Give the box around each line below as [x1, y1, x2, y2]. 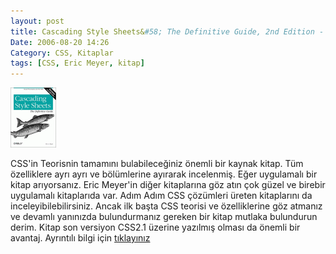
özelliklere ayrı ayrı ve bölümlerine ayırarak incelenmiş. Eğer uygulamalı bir [10, 168, 318, 180]
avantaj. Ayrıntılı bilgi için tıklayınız [10, 232, 151, 244]
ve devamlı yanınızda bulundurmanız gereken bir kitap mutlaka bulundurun [10, 211, 318, 223]
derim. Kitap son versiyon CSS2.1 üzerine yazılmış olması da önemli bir [10, 221, 301, 234]
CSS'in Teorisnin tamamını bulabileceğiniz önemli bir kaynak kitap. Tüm [10, 158, 304, 170]
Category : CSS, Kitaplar [10, 48, 114, 58]
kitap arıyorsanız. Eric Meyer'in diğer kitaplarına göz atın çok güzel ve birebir [10, 179, 326, 191]
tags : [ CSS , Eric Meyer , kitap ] [10, 58, 145, 69]
